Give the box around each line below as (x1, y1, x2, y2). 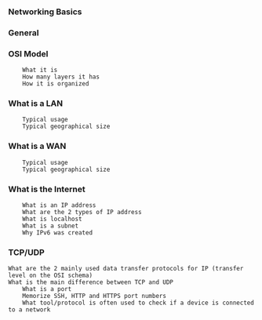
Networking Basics (8, 6, 82, 17)
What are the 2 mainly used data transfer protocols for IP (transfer (8, 265, 244, 273)
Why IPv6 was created (22, 229, 93, 237)
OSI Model (8, 48, 49, 59)
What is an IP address (22, 202, 96, 209)
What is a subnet (22, 222, 79, 230)
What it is (22, 66, 58, 75)
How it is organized (22, 80, 89, 88)
